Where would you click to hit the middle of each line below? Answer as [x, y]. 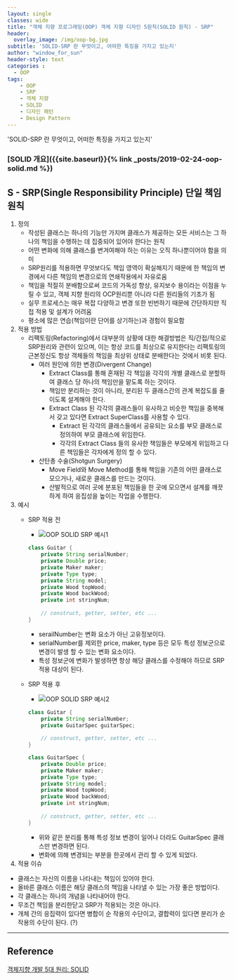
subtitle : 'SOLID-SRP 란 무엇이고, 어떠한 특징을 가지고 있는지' [92, 46]
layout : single [29, 14]
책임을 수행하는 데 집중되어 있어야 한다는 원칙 [103, 241]
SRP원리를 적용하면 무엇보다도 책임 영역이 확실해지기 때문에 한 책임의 [123, 268]
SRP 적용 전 [44, 519]
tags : [15, 79]
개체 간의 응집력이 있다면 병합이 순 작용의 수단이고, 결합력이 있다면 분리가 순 [122, 913]
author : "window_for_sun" [45, 53]
